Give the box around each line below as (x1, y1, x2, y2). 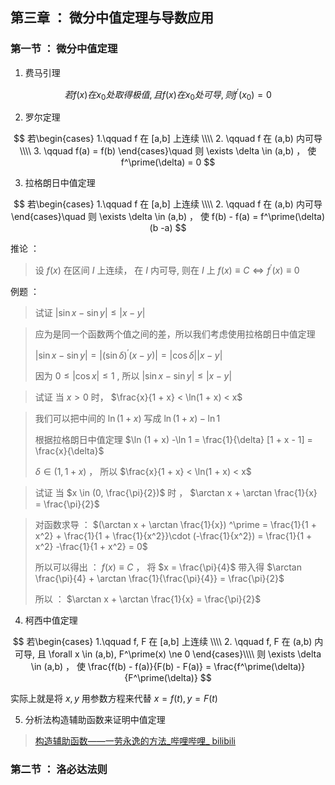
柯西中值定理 (24, 614, 78, 627)
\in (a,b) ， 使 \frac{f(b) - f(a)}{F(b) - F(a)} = (30, 661, 212, 673)
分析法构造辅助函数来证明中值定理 (24, 714, 166, 726)
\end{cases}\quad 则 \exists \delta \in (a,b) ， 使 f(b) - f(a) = (10, 211, 259, 223)
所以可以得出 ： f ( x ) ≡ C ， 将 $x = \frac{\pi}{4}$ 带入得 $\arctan (34, 561, 302, 573)
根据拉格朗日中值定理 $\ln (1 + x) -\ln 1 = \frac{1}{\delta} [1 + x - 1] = (34, 434, 313, 446)
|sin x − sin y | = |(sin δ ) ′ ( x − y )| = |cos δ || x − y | (34, 348, 223, 362)
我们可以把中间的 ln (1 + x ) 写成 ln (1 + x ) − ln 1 (34, 413, 221, 425)
